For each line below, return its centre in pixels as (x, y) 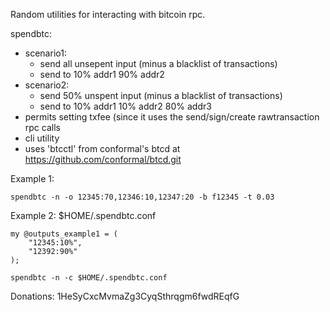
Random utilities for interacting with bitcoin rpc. (108, 14)
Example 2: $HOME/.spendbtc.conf (83, 215)
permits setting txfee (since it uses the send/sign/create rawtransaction (172, 117)
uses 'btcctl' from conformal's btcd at (102, 148)
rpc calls (42, 127)
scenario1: (45, 53)
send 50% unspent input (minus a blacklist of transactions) (161, 95)
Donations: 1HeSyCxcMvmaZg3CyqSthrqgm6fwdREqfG (125, 296)
